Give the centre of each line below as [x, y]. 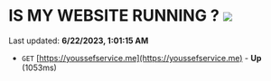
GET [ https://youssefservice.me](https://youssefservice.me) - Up [141, 58]
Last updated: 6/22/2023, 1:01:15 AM [79, 40]
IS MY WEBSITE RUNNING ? [114, 16]
